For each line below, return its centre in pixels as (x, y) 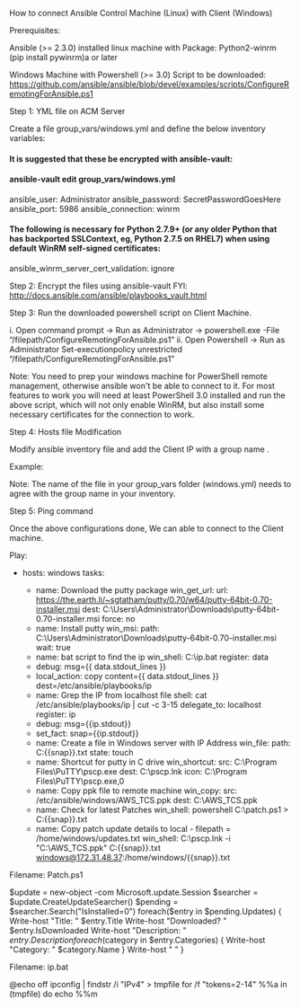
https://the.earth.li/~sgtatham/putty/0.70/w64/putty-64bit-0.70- (154, 600)
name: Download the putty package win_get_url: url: (132, 590)
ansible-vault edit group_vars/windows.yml (93, 180)
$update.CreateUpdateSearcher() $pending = (94, 902)
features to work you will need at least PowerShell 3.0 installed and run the (147, 395)
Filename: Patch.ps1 (46, 875)
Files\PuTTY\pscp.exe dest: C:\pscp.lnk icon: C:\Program (141, 771)
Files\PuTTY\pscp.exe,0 (80, 781)
